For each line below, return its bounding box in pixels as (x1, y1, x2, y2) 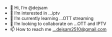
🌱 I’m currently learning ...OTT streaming (9, 15, 94, 21)
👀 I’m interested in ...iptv (9, 10, 60, 16)
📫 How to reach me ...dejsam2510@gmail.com (9, 26, 107, 32)
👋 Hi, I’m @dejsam (9, 5, 48, 10)
